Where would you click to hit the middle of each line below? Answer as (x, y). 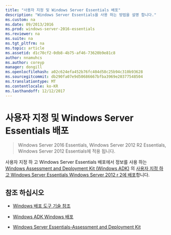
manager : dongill (24, 67)
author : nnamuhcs (24, 58)
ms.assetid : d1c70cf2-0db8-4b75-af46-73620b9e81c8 (60, 53)
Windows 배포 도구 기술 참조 (41, 206)
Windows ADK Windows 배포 (43, 217)
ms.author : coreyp (25, 62)
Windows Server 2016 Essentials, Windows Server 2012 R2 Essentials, (92, 145)
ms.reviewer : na (23, 34)
